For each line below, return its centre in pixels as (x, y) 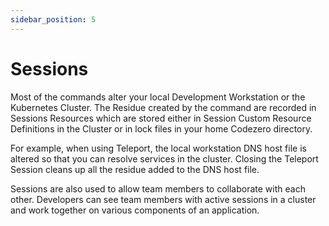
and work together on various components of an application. (135, 210)
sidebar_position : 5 (53, 19)
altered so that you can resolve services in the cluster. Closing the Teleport (164, 158)
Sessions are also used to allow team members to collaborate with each (158, 188)
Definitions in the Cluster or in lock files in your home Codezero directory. (161, 128)
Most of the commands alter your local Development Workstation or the (158, 97)
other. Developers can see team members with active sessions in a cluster (163, 199)
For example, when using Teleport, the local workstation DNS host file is (158, 148)
